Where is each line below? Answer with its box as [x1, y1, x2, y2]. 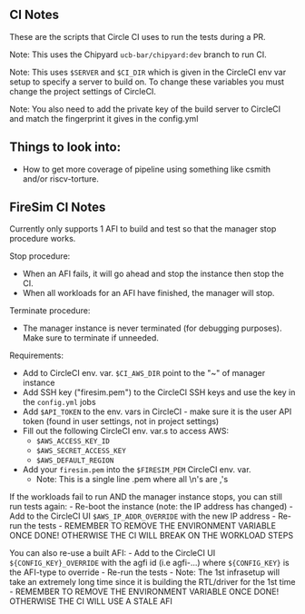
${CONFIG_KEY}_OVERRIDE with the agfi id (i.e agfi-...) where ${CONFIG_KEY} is [9, 558, 290, 569]
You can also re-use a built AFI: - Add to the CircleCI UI [9, 548, 216, 559]
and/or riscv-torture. [22, 173, 100, 184]
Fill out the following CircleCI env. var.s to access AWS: [22, 426, 230, 437]
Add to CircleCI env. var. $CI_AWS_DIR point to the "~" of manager [22, 368, 266, 379]
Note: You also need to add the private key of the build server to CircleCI [9, 104, 281, 114]
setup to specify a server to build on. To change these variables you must [9, 76, 284, 87]
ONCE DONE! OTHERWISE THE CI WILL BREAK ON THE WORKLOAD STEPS [9, 530, 293, 541]
